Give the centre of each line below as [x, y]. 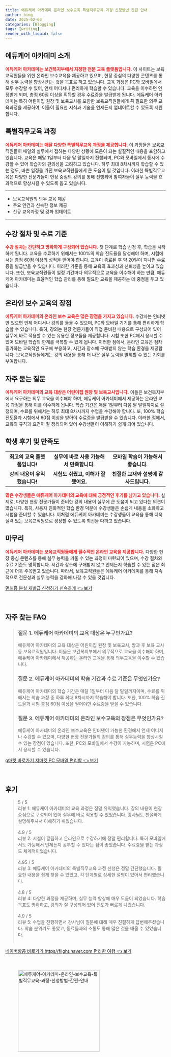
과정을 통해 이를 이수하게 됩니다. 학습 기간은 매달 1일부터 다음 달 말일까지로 [85, 405]
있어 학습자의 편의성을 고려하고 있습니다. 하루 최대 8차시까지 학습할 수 [89, 164]
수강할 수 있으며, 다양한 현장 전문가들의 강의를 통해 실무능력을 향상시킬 [93, 737]
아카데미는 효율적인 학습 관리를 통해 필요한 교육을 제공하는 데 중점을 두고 [87, 279]
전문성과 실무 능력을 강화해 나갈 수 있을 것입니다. [67, 577]
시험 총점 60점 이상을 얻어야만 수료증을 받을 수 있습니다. [87, 704]
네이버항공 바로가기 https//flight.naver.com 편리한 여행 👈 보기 [68, 951]
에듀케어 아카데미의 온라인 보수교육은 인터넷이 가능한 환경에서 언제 [84, 730]
